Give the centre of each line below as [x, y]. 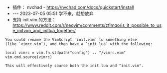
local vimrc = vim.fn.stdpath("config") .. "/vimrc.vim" [66, 53]
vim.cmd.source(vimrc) [29, 57]
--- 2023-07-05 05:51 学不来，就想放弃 [53, 13]
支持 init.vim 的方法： [34, 20]
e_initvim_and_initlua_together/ [44, 31]
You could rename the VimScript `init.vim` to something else [71, 40]
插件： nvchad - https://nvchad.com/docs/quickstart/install [73, 7]
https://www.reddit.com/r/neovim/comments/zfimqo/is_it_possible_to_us [87, 25]
